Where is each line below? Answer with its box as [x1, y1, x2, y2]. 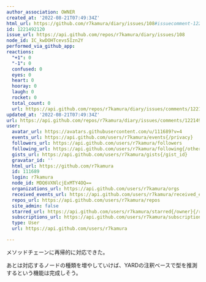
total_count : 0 [12, 100, 51, 106]
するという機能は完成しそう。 [6, 269, 82, 276]
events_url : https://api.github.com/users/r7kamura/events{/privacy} [12, 134, 193, 141]
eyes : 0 [12, 72, 32, 78]
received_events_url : [12, 191, 67, 197]
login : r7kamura [12, 174, 53, 181]
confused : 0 [12, 66, 43, 72]
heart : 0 [12, 77, 34, 83]
